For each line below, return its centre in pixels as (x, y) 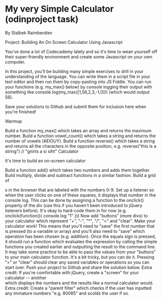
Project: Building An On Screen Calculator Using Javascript (64, 42)
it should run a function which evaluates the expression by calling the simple (81, 241)
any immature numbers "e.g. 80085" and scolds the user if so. (67, 293)
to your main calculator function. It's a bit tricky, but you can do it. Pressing (80, 257)
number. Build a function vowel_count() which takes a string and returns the (81, 136)
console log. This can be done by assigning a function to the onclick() (74, 200)
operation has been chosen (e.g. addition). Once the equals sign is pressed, (81, 236)
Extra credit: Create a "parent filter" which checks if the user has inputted (78, 288)
